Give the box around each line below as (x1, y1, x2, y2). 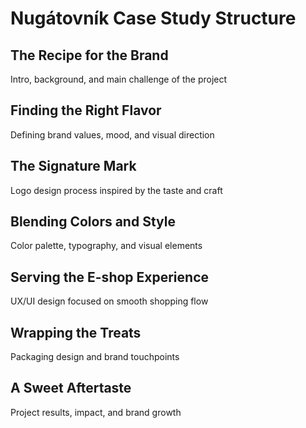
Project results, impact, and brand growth (10, 406, 182, 418)
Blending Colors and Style (10, 213, 176, 231)
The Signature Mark (10, 158, 137, 175)
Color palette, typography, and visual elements (10, 240, 203, 252)
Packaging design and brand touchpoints (10, 351, 180, 363)
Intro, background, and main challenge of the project (10, 73, 228, 85)
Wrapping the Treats (10, 324, 142, 341)
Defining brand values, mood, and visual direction (10, 128, 215, 141)
